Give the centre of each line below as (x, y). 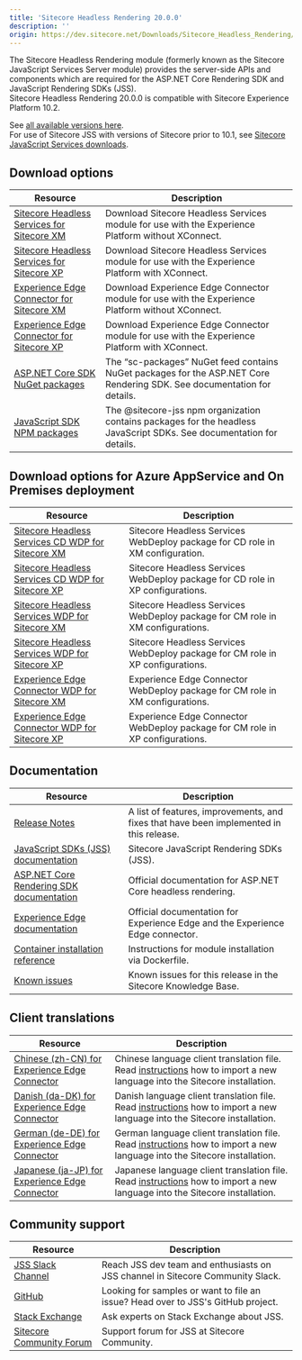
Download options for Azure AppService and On (147, 476)
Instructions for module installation (201, 948)
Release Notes (44, 822)
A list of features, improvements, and (205, 811)
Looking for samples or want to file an (181, 1291)
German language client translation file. (197, 1133)
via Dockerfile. (159, 960)
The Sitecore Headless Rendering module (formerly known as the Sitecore (147, 60)
